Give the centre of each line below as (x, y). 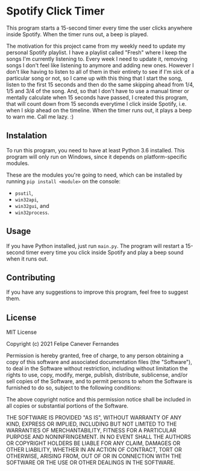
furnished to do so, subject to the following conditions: (74, 388)
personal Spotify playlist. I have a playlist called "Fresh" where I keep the (96, 52)
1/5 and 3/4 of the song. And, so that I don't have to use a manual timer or (98, 91)
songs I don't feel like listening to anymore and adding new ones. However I (100, 65)
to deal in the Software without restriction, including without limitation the (97, 369)
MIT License (22, 332)
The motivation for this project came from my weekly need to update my (96, 46)
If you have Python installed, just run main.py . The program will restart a (95, 245)
